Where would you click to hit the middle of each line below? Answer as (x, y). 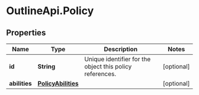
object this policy (108, 66)
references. (100, 74)
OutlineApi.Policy (50, 11)
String (46, 66)
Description (121, 49)
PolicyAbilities (58, 83)
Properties (26, 33)
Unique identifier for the (118, 59)
